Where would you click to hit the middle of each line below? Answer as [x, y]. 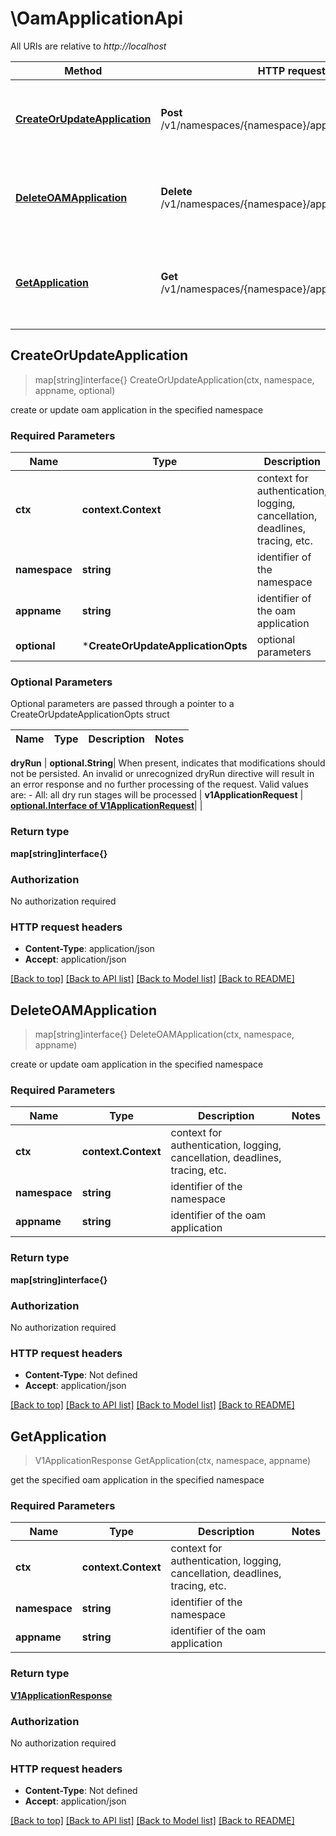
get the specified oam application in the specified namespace [137, 1480]
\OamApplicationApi [97, 18]
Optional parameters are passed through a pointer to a [122, 704]
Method [83, 70]
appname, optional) [75, 390]
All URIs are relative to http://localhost [88, 46]
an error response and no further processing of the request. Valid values [159, 784]
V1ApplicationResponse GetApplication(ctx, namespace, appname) [173, 1461]
